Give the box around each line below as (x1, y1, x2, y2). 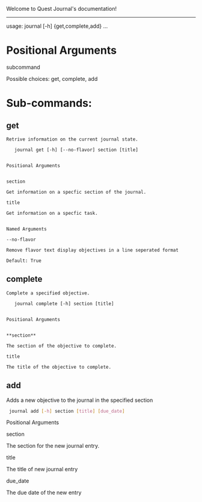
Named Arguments (6, 226, 47, 232)
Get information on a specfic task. (6, 210, 98, 216)
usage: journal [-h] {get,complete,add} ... (6, 22, 108, 30)
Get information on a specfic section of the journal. (6, 189, 147, 195)
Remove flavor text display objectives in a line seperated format (6, 247, 179, 253)
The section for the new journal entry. (6, 442, 100, 450)
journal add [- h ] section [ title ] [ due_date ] (8, 408, 125, 414)
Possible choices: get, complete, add (6, 75, 98, 82)
